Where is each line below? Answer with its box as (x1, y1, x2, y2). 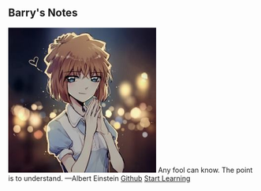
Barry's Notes (8, 6, 78, 20)
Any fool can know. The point (157, 165, 253, 174)
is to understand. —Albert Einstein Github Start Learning (8, 173, 191, 183)
